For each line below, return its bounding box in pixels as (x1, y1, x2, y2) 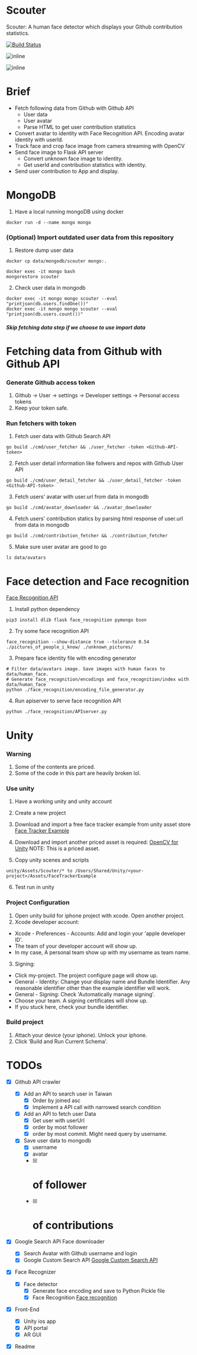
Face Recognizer (14, 1268, 56, 1275)
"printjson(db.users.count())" (6, 311, 83, 318)
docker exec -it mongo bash (6, 268, 76, 275)
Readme (14, 1343, 35, 1350)
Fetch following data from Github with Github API (14, 105, 134, 112)
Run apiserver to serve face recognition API (14, 697, 121, 704)
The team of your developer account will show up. (14, 942, 137, 949)
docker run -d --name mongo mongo (6, 219, 92, 226)
